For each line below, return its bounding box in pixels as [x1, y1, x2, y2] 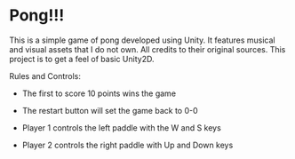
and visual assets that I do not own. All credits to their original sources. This [9, 44, 286, 54]
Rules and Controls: [9, 70, 82, 81]
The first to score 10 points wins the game [21, 88, 176, 99]
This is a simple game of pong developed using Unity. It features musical [9, 35, 275, 45]
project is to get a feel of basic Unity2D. [9, 53, 155, 64]
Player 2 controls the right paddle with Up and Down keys [21, 139, 234, 150]
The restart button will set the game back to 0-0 [21, 105, 198, 115]
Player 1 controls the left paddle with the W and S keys [21, 122, 222, 133]
